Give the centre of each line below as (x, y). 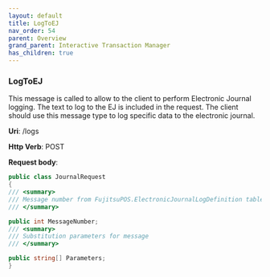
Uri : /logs (24, 131)
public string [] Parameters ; (57, 259)
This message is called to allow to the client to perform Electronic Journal (130, 99)
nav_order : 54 (32, 31)
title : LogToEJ (34, 23)
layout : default (35, 16)
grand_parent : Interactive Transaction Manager (90, 46)
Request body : (33, 162)
